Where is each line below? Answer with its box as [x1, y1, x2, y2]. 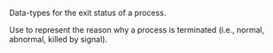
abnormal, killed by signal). [9, 34, 108, 44]
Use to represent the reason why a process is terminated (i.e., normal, [9, 25, 265, 34]
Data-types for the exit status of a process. [9, 8, 167, 18]
